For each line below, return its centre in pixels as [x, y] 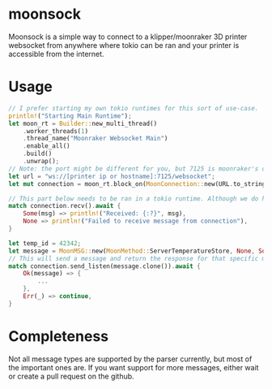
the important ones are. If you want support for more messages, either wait [134, 367]
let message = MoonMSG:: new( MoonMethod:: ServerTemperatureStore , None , [132, 251]
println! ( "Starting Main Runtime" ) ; [70, 116]
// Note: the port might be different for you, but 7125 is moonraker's [134, 169]
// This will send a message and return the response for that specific [134, 258]
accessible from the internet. [56, 54]
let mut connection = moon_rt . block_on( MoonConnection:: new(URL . [121, 184]
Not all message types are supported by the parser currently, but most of [130, 359]
